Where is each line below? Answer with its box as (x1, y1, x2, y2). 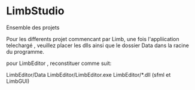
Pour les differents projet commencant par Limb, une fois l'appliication (6, 35, 179, 42)
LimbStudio (6, 4, 65, 18)
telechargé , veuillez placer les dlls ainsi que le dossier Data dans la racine (6, 42, 190, 49)
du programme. (6, 48, 45, 55)
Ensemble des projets (6, 24, 60, 31)
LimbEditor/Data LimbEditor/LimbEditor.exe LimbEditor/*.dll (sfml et (6, 71, 171, 78)
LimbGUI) (6, 77, 30, 85)
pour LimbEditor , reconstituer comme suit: (6, 60, 112, 67)
